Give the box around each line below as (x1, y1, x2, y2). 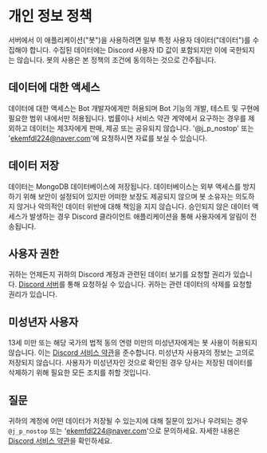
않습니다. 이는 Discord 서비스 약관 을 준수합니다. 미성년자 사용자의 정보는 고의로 (8, 348, 255, 357)
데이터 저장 (8, 159, 60, 172)
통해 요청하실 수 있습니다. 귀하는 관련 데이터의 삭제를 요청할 (67, 280, 253, 290)
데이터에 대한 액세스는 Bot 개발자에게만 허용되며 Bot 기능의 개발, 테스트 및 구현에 (8, 103, 260, 112)
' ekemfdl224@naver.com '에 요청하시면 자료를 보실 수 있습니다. (8, 133, 208, 143)
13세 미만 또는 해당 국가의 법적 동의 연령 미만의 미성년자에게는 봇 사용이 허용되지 (8, 338, 257, 348)
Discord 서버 (18, 280, 60, 290)
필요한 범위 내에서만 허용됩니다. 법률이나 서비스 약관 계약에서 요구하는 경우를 (8, 113, 247, 123)
